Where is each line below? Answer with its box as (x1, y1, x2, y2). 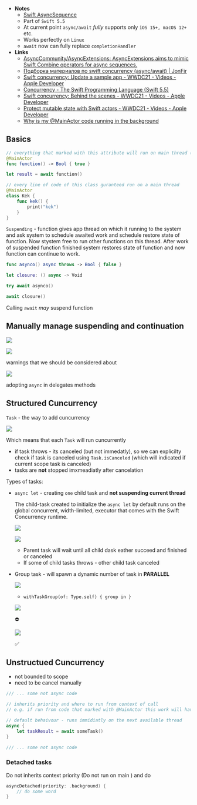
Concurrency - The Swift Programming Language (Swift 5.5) (23, 86, 169, 93)
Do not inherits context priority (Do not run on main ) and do (6, 772, 151, 779)
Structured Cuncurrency (6, 398, 98, 408)
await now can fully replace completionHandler (23, 42, 137, 49)
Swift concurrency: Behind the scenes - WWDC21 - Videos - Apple (23, 92, 185, 99)
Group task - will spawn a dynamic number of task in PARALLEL (14, 570, 170, 578)
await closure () (6, 294, 46, 300)
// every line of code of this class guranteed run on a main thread (6, 182, 180, 188)
